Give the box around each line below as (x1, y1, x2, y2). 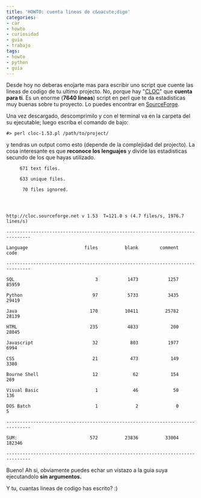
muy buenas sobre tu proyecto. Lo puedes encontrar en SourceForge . (6, 101, 179, 108)
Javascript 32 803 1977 (6, 340, 179, 346)
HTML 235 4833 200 (6, 324, 179, 330)
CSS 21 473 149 (6, 356, 179, 362)
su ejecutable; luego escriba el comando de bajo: (6, 119, 129, 126)
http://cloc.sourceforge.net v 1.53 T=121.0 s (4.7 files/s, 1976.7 (6, 213, 185, 219)
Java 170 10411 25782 (6, 308, 179, 314)
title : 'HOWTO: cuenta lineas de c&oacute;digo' (6, 8, 131, 15)
